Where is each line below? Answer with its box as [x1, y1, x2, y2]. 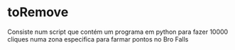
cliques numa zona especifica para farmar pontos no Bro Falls [7, 35, 189, 43]
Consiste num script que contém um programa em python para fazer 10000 [7, 27, 229, 36]
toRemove [7, 4, 69, 20]
